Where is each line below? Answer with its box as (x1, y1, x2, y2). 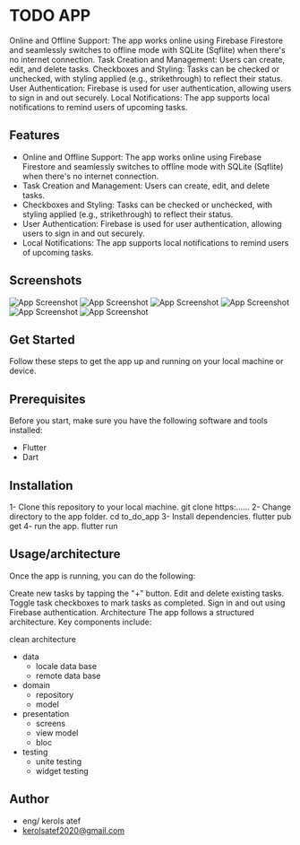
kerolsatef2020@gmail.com (21, 824, 125, 835)
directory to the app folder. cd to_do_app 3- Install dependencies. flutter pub (9, 511, 292, 521)
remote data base (35, 670, 101, 681)
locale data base (35, 660, 97, 671)
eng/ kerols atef (21, 815, 81, 826)
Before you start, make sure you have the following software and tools (9, 415, 269, 426)
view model (35, 727, 79, 738)
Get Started (9, 332, 75, 347)
